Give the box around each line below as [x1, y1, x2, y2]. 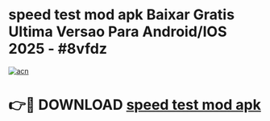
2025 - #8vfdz [8, 40, 107, 58]
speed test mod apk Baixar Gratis [8, 6, 235, 24]
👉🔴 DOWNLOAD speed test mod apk [8, 96, 262, 114]
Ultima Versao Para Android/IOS [8, 22, 227, 41]
